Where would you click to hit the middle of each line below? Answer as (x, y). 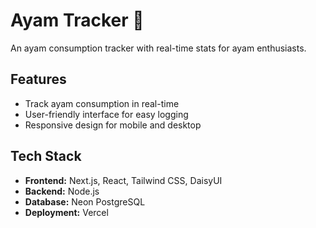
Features (38, 79)
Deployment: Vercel (66, 212)
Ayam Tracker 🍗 (77, 20)
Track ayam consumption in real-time (102, 103)
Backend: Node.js (62, 191)
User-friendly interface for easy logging (106, 114)
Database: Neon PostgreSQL (85, 201)
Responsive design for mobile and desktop (113, 125)
